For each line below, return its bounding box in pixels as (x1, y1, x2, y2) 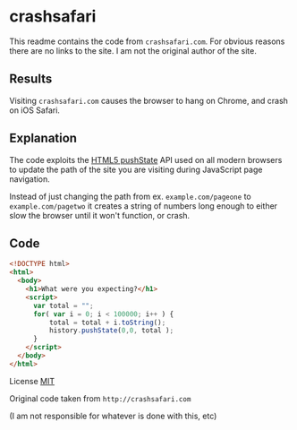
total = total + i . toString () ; (48, 318, 166, 327)
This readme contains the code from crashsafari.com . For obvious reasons (9, 36, 285, 47)
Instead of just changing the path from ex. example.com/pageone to (9, 191, 252, 202)
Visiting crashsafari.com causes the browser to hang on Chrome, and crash (9, 95, 289, 106)
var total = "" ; (32, 301, 94, 310)
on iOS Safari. (9, 105, 61, 116)
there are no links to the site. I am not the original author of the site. (9, 45, 257, 56)
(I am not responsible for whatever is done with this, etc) (9, 410, 217, 421)
